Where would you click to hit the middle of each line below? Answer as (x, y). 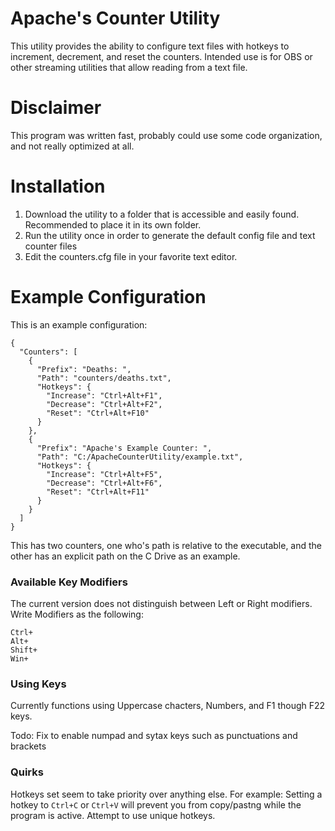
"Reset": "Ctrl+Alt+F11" (98, 492)
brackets (28, 746)
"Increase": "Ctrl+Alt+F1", (104, 395)
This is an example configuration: (79, 324)
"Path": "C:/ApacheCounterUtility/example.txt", (140, 457)
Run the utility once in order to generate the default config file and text (170, 235)
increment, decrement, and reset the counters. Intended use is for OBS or (161, 56)
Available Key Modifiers (69, 582)
